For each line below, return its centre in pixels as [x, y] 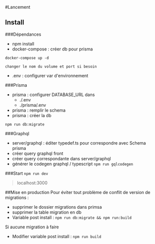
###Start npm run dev [27, 173]
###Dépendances [23, 34]
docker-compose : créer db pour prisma [52, 49]
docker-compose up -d [27, 58]
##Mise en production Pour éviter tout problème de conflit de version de [78, 192]
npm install [23, 44]
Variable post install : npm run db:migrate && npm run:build [72, 217]
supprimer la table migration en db [47, 212]
